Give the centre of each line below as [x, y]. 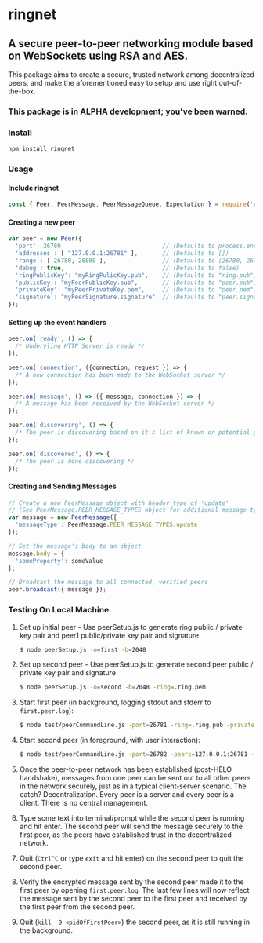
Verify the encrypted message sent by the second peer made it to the [131, 882]
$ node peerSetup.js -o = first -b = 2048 [83, 649]
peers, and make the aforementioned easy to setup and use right [113, 83]
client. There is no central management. [84, 803]
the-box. [22, 91]
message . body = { [36, 554]
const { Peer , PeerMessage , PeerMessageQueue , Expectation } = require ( [129, 205]
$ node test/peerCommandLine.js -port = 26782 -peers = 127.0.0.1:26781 [133, 755]
